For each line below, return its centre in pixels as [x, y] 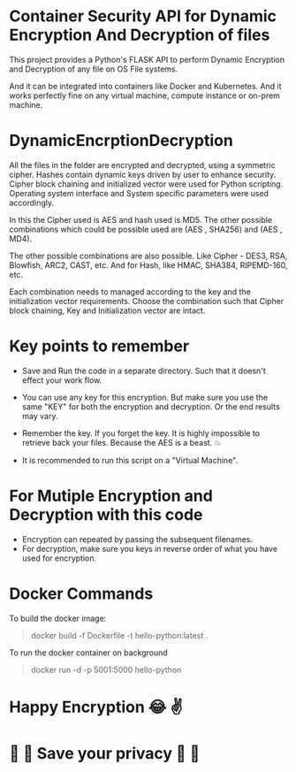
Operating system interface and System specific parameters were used [139, 193]
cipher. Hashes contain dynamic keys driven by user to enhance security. [143, 174]
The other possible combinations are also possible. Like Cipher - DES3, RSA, [148, 256]
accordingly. [32, 203]
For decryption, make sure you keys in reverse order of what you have [150, 548]
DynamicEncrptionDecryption [121, 141]
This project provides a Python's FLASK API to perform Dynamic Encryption [147, 59]
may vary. [40, 416]
